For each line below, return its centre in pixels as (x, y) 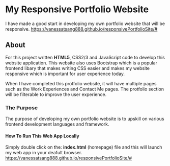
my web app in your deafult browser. (44, 153)
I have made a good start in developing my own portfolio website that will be (85, 23)
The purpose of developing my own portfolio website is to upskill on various (85, 119)
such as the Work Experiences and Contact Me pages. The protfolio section (85, 89)
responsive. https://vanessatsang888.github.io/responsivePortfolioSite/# (81, 29)
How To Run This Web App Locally (42, 136)
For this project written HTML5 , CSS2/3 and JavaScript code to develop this (85, 57)
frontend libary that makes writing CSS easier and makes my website (78, 68)
